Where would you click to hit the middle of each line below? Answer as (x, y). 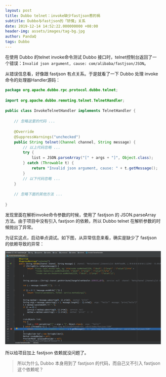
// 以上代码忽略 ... (42, 147)
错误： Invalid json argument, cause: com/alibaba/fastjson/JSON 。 (79, 63)
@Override (24, 132)
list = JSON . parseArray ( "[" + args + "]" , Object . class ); (92, 158)
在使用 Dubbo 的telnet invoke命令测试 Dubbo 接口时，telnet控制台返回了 (79, 57)
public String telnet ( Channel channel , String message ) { (75, 142)
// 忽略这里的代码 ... (35, 121)
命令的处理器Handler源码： (33, 80)
